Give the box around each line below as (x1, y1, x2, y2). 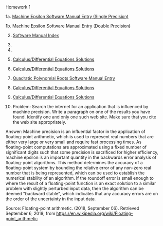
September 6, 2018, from (5, 210, 55, 216)
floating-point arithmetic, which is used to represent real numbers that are (5, 134, 154, 139)
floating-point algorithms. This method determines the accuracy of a (5, 160, 143, 165)
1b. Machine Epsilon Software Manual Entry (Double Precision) (5, 23, 131, 29)
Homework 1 (5, 4, 31, 10)
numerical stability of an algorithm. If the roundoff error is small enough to (5, 175, 154, 181)
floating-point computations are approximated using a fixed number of (5, 144, 147, 150)
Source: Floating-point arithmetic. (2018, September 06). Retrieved (5, 206, 140, 211)
